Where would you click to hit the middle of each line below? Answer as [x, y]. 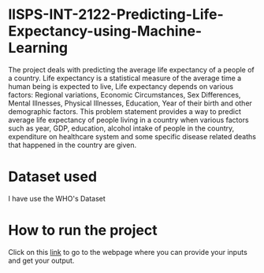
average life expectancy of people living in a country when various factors [129, 120]
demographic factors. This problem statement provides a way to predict [125, 111]
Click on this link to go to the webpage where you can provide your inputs [128, 252]
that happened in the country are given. [73, 145]
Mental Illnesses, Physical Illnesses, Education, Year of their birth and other [130, 103]
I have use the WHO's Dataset [57, 198]
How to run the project [83, 231]
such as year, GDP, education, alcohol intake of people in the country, [121, 128]
